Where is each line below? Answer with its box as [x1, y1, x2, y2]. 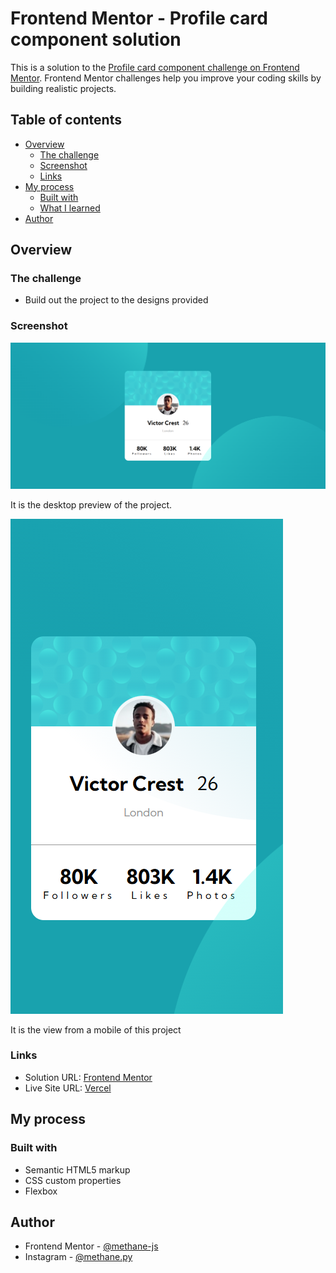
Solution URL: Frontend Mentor [24, 1071, 153, 1083]
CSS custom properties [24, 1174, 122, 1186]
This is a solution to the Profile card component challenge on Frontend [10, 61, 300, 73]
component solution [10, 28, 182, 51]
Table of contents [10, 112, 122, 129]
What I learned [39, 202, 101, 214]
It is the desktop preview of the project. [10, 498, 173, 511]
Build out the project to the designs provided [24, 294, 209, 306]
